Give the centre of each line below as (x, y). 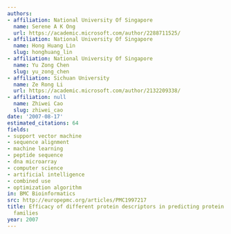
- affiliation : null (37, 98)
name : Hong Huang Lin (45, 46)
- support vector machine (44, 136)
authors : (20, 13)
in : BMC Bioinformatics (41, 194)
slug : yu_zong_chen (41, 71)
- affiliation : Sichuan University (58, 78)
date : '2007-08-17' (35, 116)
